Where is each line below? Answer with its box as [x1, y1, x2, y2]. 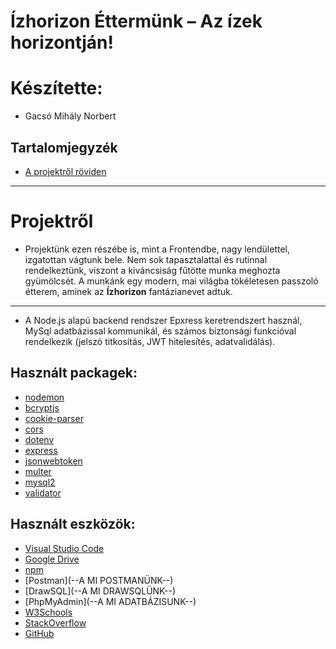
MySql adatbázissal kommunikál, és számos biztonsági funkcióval [24, 325, 297, 337]
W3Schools [24, 606, 73, 618]
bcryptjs [24, 401, 60, 414]
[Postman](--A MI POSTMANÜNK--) [24, 574, 174, 586]
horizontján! [10, 31, 114, 54]
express [24, 444, 58, 456]
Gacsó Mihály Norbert [24, 110, 117, 122]
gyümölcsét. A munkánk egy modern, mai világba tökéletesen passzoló [24, 275, 319, 287]
